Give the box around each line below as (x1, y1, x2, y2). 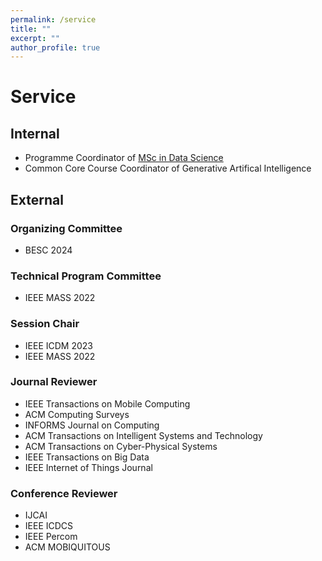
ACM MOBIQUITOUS (24, 541, 111, 553)
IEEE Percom (24, 531, 78, 543)
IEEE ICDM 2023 (24, 339, 93, 351)
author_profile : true (10, 42, 101, 53)
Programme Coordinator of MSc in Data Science (24, 152, 224, 164)
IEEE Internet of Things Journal (24, 461, 153, 473)
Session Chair (10, 317, 80, 331)
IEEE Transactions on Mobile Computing (24, 397, 191, 410)
